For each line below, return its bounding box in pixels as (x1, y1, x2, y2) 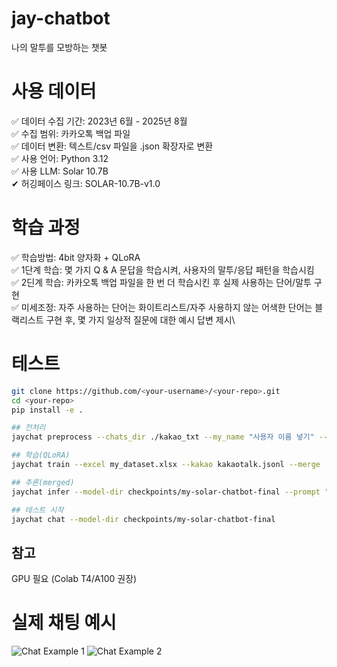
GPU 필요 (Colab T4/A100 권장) (11, 573, 138, 585)
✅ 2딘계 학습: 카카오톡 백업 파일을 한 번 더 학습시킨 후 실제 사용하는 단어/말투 (11, 276, 312, 288)
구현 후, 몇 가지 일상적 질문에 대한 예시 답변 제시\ (45, 313, 236, 326)
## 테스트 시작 (11, 505, 64, 515)
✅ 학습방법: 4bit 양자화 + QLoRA (11, 251, 141, 263)
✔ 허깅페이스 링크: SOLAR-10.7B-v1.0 (11, 177, 161, 189)
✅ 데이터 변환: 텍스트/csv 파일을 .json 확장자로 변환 (11, 140, 214, 152)
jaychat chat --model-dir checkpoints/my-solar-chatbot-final (11, 514, 276, 524)
